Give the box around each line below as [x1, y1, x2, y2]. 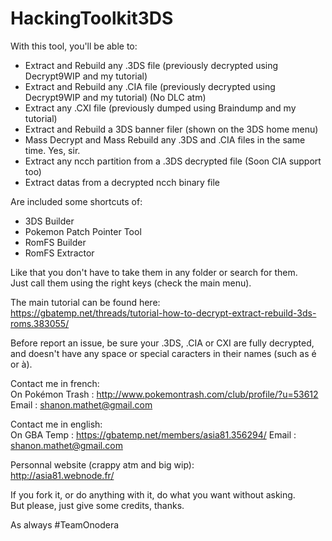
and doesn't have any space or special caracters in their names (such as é [10, 347, 317, 359]
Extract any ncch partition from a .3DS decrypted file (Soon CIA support [24, 155, 322, 167]
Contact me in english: [10, 418, 103, 430]
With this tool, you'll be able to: [10, 40, 138, 52]
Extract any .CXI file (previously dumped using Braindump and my [24, 102, 297, 114]
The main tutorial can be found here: [10, 296, 161, 308]
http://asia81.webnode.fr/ [10, 469, 115, 481]
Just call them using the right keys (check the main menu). [10, 277, 252, 289]
